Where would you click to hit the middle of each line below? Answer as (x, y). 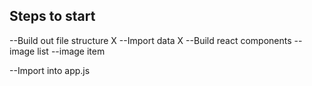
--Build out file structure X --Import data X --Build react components (150, 40)
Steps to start (52, 16)
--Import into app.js (50, 70)
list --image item (71, 51)
